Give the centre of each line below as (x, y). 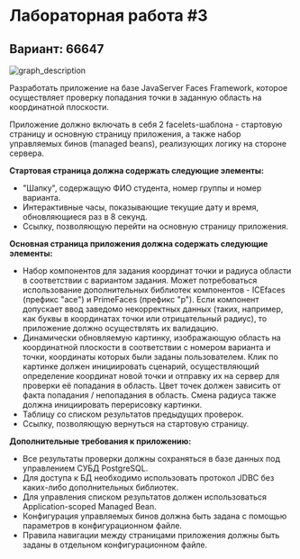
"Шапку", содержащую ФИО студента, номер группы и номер (142, 188)
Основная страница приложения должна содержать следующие (139, 243)
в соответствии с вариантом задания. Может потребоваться (140, 280)
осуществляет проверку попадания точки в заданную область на (136, 97)
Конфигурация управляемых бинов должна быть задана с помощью (155, 516)
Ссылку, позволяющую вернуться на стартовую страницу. (136, 424)
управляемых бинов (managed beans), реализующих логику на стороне (148, 144)
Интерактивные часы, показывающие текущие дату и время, (141, 207)
